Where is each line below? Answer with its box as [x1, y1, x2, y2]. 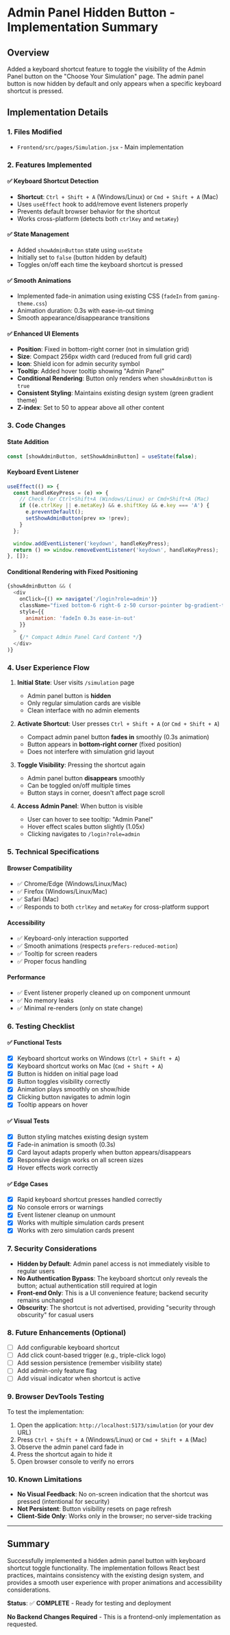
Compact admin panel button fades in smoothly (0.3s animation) [27, 733, 210, 741]
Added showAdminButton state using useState [16, 246, 143, 255]
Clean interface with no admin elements [27, 706, 140, 715]
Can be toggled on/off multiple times [27, 781, 131, 790]
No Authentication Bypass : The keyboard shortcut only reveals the [16, 1274, 208, 1282]
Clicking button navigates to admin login [16, 1093, 131, 1101]
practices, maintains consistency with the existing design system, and [7, 1570, 204, 1579]
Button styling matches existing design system [16, 1133, 149, 1141]
